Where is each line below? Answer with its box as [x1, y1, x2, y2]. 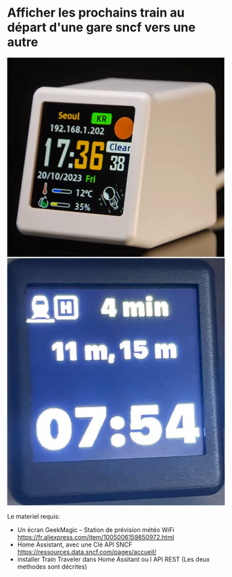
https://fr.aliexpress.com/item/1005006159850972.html [17, 533, 175, 541]
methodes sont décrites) [17, 562, 88, 571]
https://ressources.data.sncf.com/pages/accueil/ [17, 547, 157, 556]
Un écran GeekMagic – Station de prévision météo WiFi [17, 525, 175, 534]
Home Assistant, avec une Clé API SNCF [17, 540, 133, 549]
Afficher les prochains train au [7, 5, 185, 21]
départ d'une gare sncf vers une [7, 19, 196, 35]
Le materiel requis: [7, 512, 60, 520]
